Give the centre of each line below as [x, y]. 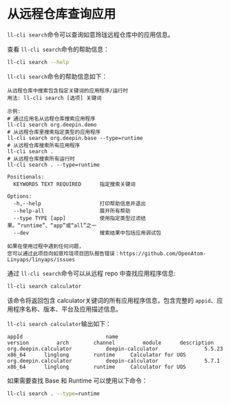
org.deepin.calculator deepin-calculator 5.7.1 [114, 361]
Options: [20, 196]
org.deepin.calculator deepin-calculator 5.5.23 [115, 349]
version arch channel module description [111, 343]
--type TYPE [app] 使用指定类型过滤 [77, 218]
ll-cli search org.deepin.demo [52, 125]
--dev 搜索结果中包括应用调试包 [87, 233]
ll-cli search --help [38, 62]
